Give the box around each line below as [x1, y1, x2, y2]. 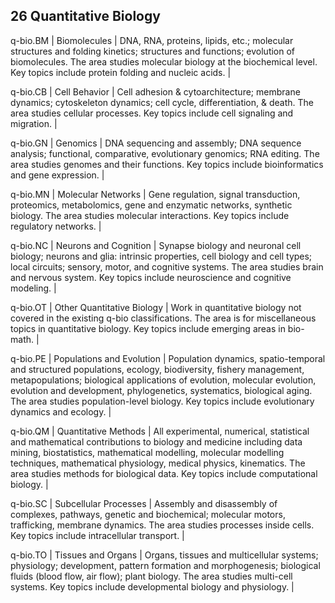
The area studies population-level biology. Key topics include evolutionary [10, 395, 315, 407]
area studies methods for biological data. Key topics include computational [10, 467, 318, 479]
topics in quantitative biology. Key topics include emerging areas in [10, 322, 286, 334]
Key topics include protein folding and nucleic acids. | [10, 66, 232, 78]
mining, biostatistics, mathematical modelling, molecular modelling [10, 446, 285, 458]
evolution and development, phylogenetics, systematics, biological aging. [10, 384, 313, 396]
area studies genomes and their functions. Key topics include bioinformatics [10, 158, 324, 170]
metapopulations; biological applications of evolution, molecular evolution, [10, 374, 317, 386]
